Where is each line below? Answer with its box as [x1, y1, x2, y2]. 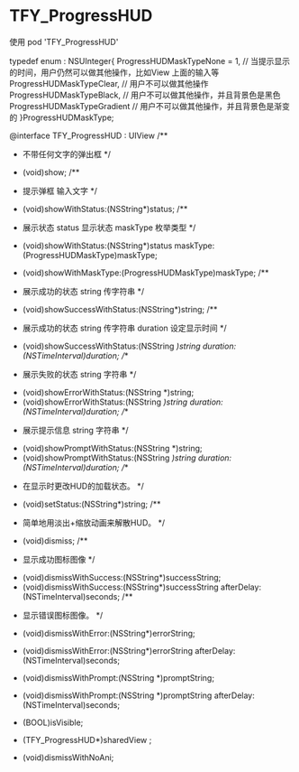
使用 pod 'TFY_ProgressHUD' [9, 36, 119, 47]
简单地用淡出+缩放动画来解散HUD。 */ [22, 516, 165, 528]
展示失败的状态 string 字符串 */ [22, 368, 137, 379]
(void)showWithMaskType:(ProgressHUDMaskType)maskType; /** [22, 267, 269, 278]
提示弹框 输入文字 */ [22, 185, 97, 196]
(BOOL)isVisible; [22, 717, 84, 728]
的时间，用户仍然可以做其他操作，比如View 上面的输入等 [9, 67, 220, 78]
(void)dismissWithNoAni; [22, 751, 114, 763]
